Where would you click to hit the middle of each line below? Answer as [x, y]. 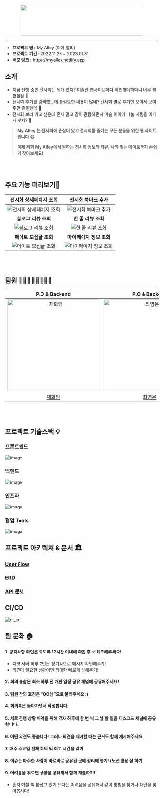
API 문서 [15, 592]
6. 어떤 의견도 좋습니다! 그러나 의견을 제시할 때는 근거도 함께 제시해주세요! [74, 736]
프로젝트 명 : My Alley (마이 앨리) [44, 48]
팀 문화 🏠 [19, 636]
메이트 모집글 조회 [34, 237]
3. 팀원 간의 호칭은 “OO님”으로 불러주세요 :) [47, 694]
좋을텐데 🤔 [31, 108]
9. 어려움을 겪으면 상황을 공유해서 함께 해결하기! [50, 773]
